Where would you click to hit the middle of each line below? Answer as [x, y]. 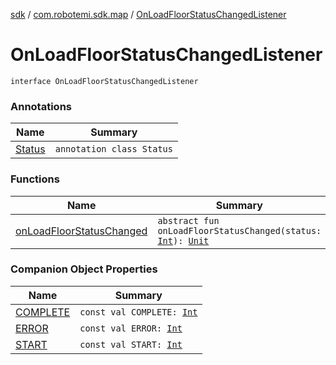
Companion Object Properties [84, 269]
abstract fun [188, 220]
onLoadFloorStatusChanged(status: [239, 230]
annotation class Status [113, 149]
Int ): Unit [183, 240]
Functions [35, 179]
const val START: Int [131, 344]
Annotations [41, 106]
